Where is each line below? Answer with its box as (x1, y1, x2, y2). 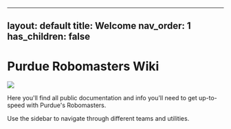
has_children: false (7, 31, 91, 43)
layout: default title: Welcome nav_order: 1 (7, 20, 191, 32)
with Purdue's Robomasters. (26, 101, 107, 110)
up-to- (198, 94, 218, 102)
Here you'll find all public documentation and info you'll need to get (7, 94, 197, 102)
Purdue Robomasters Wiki (7, 58, 159, 74)
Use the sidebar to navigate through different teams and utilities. (7, 115, 190, 123)
